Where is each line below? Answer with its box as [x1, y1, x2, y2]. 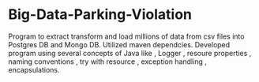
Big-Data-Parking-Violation [8, 6, 192, 24]
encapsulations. [8, 65, 60, 74]
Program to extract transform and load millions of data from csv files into [8, 32, 245, 41]
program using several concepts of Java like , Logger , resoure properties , [8, 48, 252, 58]
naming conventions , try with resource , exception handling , [8, 57, 207, 66]
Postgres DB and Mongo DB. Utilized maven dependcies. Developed [8, 39, 231, 49]
